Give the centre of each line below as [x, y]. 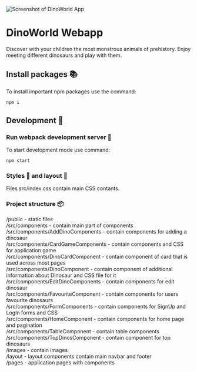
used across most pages [36, 263]
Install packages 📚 [42, 74]
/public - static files [29, 219]
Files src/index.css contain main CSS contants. [63, 188]
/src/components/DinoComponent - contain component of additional [89, 269]
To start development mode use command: [58, 150]
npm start [18, 161]
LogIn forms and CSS [32, 312]
